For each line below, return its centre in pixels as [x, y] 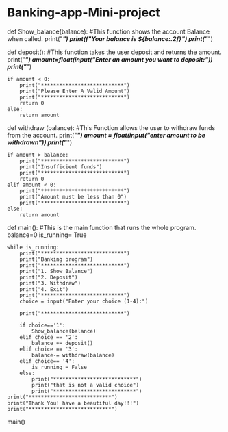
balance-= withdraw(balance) [73, 355]
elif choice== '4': [47, 361]
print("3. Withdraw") [50, 283]
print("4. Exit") [44, 289]
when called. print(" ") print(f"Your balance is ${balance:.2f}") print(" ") [110, 38]
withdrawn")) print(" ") [40, 142]
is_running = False [60, 367]
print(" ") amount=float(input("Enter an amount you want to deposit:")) [110, 59]
